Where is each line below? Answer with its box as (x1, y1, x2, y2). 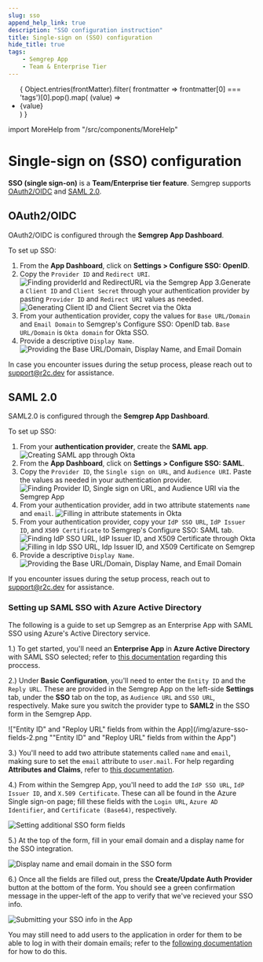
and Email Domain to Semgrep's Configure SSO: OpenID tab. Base (19, 319, 230, 329)
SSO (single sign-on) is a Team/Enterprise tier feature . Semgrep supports (8, 178, 251, 187)
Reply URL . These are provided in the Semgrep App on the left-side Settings (8, 684, 254, 693)
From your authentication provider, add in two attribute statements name (19, 500, 250, 510)
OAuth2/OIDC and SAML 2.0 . (8, 186, 102, 196)
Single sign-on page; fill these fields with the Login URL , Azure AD (8, 796, 218, 806)
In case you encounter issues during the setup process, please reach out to (8, 359, 253, 369)
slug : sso (8, 11, 41, 20)
